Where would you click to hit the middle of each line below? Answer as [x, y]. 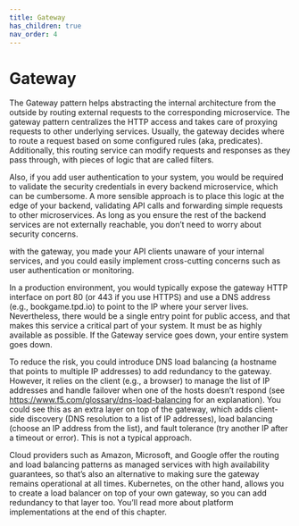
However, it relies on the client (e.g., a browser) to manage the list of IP [140, 381]
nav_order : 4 [33, 34]
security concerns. [44, 234]
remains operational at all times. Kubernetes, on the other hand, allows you [146, 484]
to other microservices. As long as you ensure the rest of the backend [137, 215]
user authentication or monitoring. [72, 271]
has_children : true [46, 26]
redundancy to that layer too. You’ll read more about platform [121, 503]
